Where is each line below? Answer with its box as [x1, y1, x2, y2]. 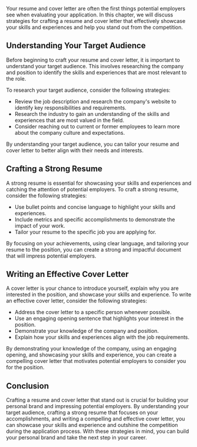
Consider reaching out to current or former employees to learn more [14, 123, 181, 130]
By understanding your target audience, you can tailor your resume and [6, 141, 179, 148]
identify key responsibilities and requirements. [14, 104, 126, 111]
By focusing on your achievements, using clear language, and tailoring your [6, 239, 189, 246]
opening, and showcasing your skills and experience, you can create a [6, 351, 177, 358]
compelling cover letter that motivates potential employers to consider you [6, 358, 186, 365]
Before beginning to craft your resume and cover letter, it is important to [6, 56, 181, 64]
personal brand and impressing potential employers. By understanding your [6, 403, 189, 410]
